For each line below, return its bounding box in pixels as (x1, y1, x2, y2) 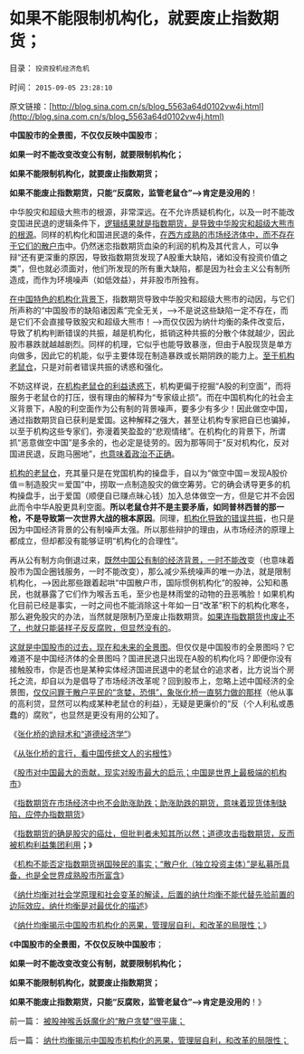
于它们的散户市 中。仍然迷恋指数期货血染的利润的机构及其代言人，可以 (9, 240, 271, 251)
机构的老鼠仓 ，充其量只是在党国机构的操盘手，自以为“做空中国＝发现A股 (9, 467, 280, 478)
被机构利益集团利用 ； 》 (9, 839, 93, 850)
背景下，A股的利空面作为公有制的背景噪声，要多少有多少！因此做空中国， (16, 403, 292, 414)
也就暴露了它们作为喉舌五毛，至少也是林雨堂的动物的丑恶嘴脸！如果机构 (24, 588, 295, 599)
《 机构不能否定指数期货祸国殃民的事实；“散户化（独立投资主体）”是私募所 (9, 858, 282, 869)
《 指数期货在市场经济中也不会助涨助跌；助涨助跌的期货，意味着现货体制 (9, 797, 279, 808)
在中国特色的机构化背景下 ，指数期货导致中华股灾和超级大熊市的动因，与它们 (9, 293, 295, 304)
